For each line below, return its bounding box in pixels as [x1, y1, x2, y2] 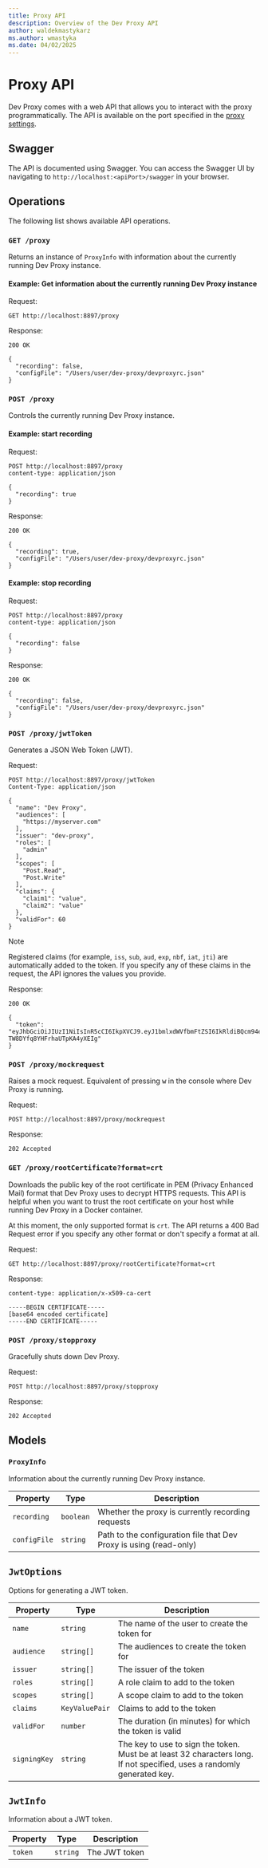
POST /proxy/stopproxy [8, 1335, 97, 1345]
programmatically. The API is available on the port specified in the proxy [8, 111, 245, 120]
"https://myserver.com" [22, 818, 102, 826]
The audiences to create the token [118, 1641, 246, 1652]
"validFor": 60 [15, 916, 66, 924]
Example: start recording [8, 429, 93, 439]
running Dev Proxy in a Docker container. [8, 1205, 144, 1215]
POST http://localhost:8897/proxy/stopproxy [8, 1383, 159, 1391]
